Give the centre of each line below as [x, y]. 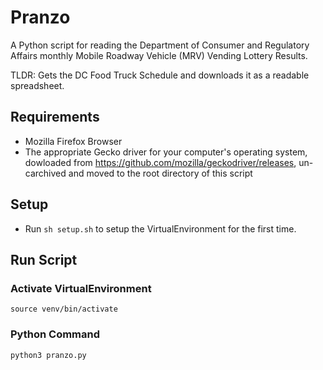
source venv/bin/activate [64, 309]
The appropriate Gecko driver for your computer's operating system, [166, 152]
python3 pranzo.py [48, 355]
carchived [45, 173]
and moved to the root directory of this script [160, 173]
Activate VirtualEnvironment [81, 288]
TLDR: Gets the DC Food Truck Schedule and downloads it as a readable [160, 75]
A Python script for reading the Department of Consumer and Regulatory [160, 45]
